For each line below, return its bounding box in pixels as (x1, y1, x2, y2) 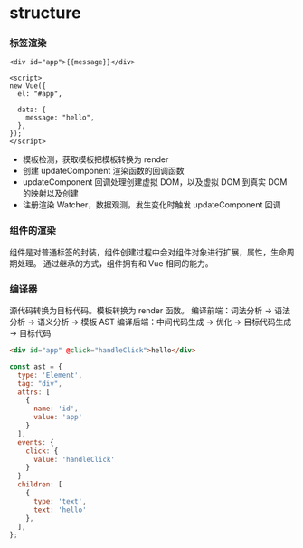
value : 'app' (33, 413, 83, 422)
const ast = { (9, 361, 63, 371)
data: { (17, 105, 47, 115)
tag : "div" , (17, 379, 63, 388)
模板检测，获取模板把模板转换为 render (22, 154, 169, 165)
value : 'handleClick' (33, 455, 116, 464)
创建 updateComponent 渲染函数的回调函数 (22, 166, 185, 177)
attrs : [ (17, 388, 51, 397)
